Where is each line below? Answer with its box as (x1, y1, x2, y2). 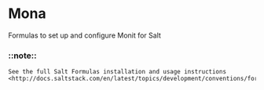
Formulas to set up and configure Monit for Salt (8, 31, 161, 40)
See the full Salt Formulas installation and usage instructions (8, 68, 226, 76)
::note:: (8, 50, 37, 61)
